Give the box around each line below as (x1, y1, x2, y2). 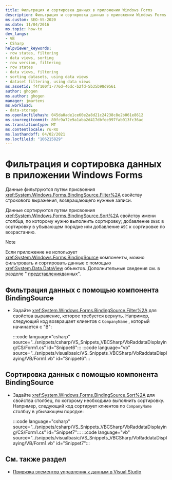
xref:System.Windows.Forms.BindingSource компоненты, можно (5, 255, 145, 261)
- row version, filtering (5, 60, 61, 65)
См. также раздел (5, 455, 67, 464)
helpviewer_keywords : (5, 46, 52, 51)
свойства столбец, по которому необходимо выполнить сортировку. (12, 397, 165, 404)
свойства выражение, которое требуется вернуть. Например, (12, 313, 150, 319)
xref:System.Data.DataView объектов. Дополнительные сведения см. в (5, 265, 160, 272)
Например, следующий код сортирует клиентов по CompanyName (12, 402, 152, 409)
